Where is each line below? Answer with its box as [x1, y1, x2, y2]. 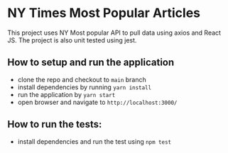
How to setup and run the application [7, 57, 175, 69]
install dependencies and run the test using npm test [17, 137, 172, 146]
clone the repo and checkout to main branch [17, 75, 147, 84]
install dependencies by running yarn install [17, 83, 151, 91]
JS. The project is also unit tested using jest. [7, 35, 137, 44]
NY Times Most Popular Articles [7, 5, 201, 21]
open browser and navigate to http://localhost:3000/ [17, 98, 178, 106]
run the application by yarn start [17, 90, 116, 98]
